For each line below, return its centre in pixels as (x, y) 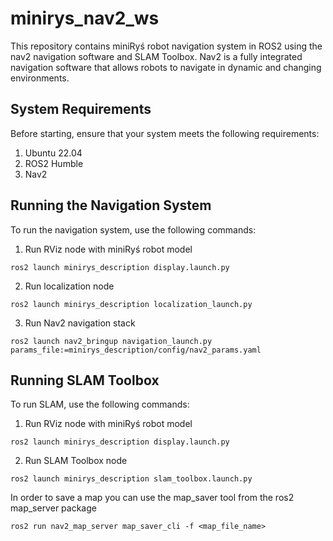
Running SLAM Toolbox (85, 380)
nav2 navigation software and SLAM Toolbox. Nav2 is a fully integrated (156, 56)
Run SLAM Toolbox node (76, 461)
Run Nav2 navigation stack (80, 323)
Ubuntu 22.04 (53, 153)
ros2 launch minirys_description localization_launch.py (131, 304)
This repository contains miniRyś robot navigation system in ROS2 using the (166, 46)
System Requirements (81, 109)
